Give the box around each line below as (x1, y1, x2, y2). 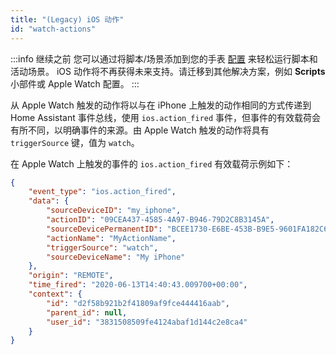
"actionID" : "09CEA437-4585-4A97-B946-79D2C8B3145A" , (46, 215, 275, 225)
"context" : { (28, 289, 83, 299)
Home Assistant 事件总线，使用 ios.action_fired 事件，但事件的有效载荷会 (10, 111, 322, 123)
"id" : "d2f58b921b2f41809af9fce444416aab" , (46, 298, 230, 308)
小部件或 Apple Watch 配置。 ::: (10, 77, 140, 90)
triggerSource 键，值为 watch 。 (10, 136, 140, 148)
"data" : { (28, 196, 70, 206)
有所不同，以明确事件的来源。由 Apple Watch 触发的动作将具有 (10, 124, 270, 136)
